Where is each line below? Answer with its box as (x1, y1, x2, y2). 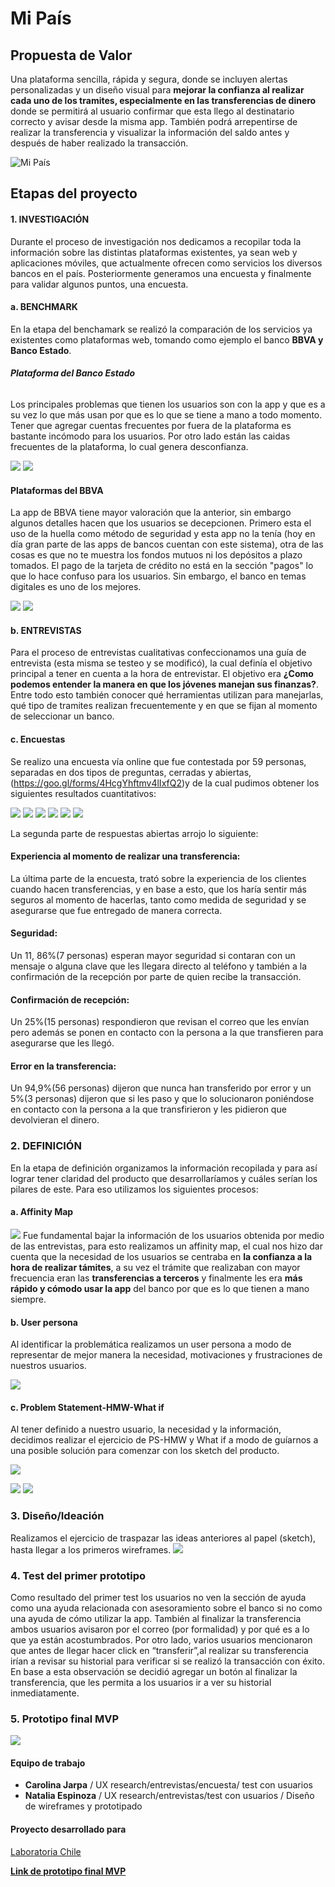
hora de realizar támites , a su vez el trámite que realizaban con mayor (10, 1261, 301, 1273)
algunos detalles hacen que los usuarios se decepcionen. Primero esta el (10, 517, 312, 529)
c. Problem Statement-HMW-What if (10, 1401, 165, 1413)
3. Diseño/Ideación (10, 1509, 105, 1523)
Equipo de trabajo (10, 1757, 86, 1769)
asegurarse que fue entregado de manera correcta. (10, 904, 223, 916)
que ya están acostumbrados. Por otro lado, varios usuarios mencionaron (10, 1633, 313, 1646)
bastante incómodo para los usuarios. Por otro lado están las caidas (10, 430, 291, 442)
